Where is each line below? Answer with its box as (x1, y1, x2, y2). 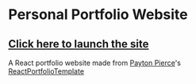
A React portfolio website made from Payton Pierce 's (8, 58, 181, 67)
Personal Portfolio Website (8, 6, 188, 24)
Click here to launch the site (8, 37, 149, 51)
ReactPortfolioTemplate (8, 67, 85, 76)
